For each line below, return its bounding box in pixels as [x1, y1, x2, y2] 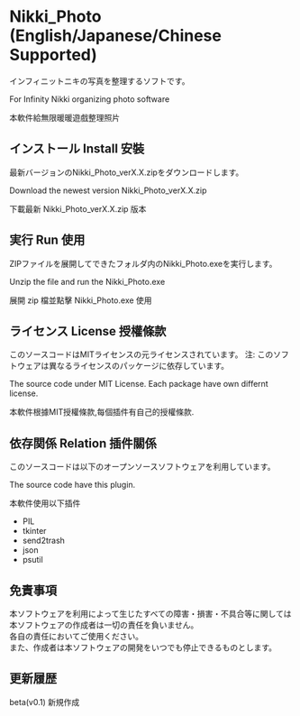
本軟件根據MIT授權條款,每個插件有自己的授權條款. [9, 407, 195, 418]
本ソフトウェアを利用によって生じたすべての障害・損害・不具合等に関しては [9, 609, 292, 619]
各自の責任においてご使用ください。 [9, 631, 144, 641]
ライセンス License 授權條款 [9, 323, 167, 339]
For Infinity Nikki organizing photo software [9, 93, 170, 105]
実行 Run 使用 [9, 233, 86, 248]
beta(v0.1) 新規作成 [9, 696, 80, 707]
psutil [22, 555, 43, 565]
